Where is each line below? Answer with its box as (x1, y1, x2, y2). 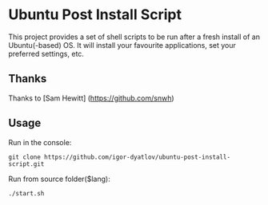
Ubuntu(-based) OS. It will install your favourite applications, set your (8, 40, 236, 49)
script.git (8, 160, 45, 168)
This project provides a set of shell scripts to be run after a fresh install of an (8, 32, 260, 41)
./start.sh (8, 189, 45, 197)
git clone (8, 153, 42, 161)
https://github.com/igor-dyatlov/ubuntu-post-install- (43, 153, 230, 161)
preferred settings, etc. (8, 49, 84, 58)
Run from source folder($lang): (8, 174, 110, 183)
